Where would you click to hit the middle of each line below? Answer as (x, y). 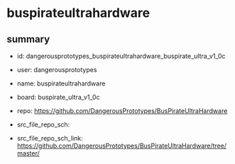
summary (28, 39)
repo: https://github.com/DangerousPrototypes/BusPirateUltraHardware (122, 111)
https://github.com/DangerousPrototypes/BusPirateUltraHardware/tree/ (121, 146)
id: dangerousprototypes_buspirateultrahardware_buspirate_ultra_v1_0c (121, 56)
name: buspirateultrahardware (61, 83)
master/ (28, 153)
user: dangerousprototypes (57, 70)
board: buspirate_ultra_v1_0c (58, 97)
